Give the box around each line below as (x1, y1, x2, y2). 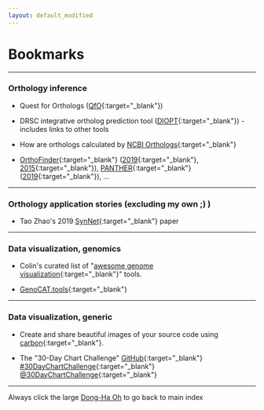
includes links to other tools (19, 124, 109, 134)
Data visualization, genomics (8, 243, 122, 254)
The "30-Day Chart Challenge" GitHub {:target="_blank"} (19, 353, 203, 362)
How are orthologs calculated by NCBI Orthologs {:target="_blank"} (19, 139, 237, 149)
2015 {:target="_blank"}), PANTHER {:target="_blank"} (19, 163, 192, 173)
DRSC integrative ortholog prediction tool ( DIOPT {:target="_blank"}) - (19, 115, 245, 126)
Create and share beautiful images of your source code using (19, 329, 218, 339)
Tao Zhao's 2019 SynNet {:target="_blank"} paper (19, 217, 179, 226)
